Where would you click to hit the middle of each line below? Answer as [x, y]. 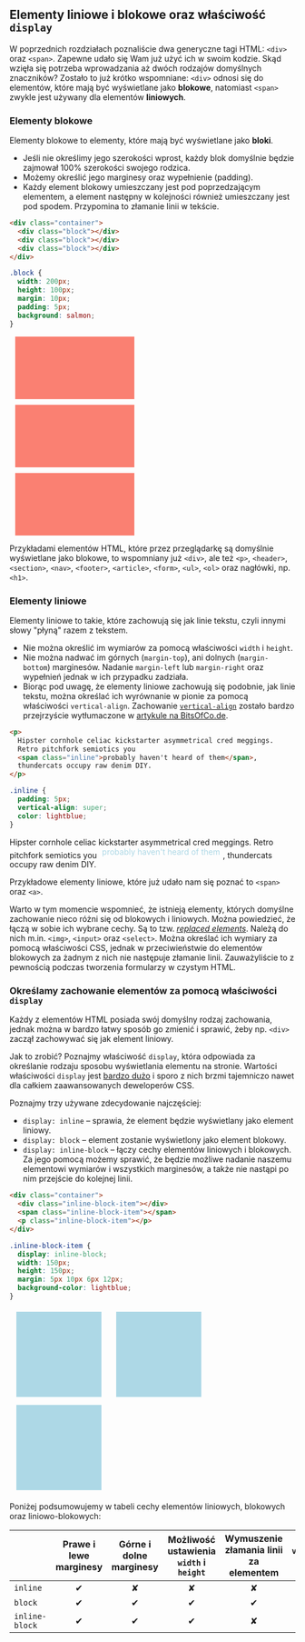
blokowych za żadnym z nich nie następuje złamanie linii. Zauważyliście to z [152, 957]
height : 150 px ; [46, 1271]
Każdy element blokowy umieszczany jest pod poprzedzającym [142, 187]
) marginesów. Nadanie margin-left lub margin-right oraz [155, 666]
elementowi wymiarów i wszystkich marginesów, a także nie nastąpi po [155, 1169]
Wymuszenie [254, 1538]
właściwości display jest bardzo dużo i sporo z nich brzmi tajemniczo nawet [152, 1076]
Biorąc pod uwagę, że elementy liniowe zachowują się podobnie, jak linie [159, 686]
